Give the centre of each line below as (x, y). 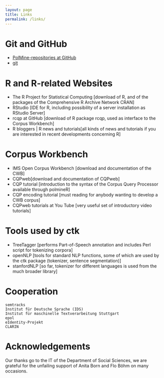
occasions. (16, 371)
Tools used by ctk (42, 231)
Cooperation (32, 292)
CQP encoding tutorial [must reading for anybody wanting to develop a (85, 195)
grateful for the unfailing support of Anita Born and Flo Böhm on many (77, 366)
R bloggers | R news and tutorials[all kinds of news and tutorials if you (84, 129)
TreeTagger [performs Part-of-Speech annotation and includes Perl (82, 245)
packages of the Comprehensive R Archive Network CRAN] (73, 102)
